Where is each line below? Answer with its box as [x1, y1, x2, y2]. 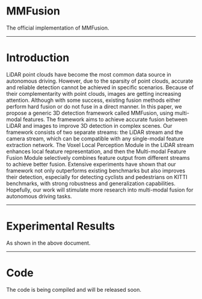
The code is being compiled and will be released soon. [6, 286, 141, 293]
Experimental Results [6, 219, 115, 233]
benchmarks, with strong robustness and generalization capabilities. [6, 180, 176, 187]
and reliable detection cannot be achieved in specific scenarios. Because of [6, 83, 194, 91]
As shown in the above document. [6, 239, 91, 247]
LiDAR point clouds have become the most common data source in [6, 71, 171, 78]
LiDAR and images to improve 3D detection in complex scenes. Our [6, 122, 173, 129]
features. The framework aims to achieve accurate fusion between [23, 116, 188, 123]
